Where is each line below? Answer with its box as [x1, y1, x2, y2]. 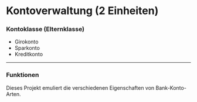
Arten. [6, 90, 22, 97]
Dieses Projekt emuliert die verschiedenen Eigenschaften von [6, 84, 155, 91]
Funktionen [6, 71, 39, 79]
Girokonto [14, 38, 39, 45]
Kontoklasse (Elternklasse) [6, 25, 85, 33]
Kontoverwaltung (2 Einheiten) [6, 4, 159, 18]
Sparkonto [14, 45, 40, 52]
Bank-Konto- [155, 84, 186, 91]
